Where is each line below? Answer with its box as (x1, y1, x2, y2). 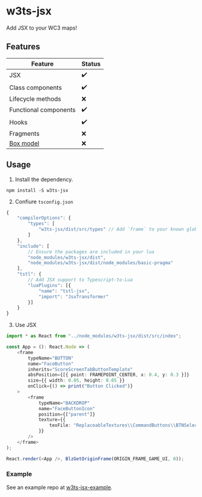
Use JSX (14, 321, 37, 329)
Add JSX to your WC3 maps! (6, 24, 78, 31)
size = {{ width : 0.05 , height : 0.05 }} (28, 378, 125, 384)
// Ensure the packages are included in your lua (28, 248, 155, 255)
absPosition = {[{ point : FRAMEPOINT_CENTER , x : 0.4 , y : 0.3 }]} (28, 372, 189, 378)
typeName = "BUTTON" (28, 355, 74, 361)
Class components (9, 83, 62, 92)
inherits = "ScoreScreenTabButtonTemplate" (28, 366, 133, 372)
